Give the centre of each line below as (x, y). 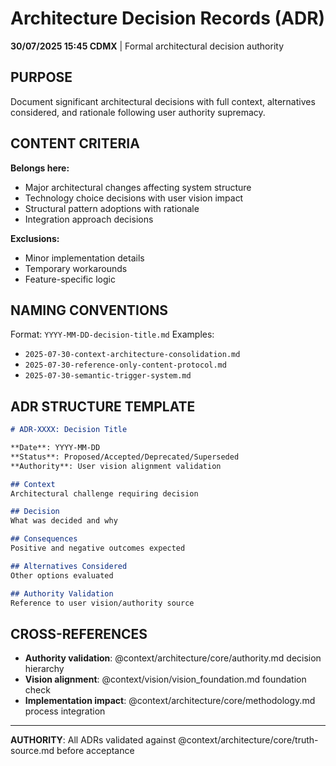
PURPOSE (41, 77)
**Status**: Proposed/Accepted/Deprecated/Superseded (125, 457)
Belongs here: (40, 168)
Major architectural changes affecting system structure (138, 187)
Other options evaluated (62, 575)
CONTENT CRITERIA (75, 143)
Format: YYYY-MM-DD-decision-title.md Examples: (112, 334)
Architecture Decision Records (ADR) (168, 18)
